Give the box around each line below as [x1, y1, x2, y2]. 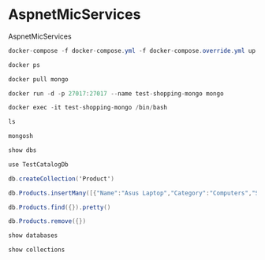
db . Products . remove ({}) [8, 217, 87, 225]
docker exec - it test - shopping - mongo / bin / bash [8, 104, 168, 112]
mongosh [8, 132, 34, 140]
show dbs [8, 147, 37, 154]
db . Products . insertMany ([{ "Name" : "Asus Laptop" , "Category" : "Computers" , [8, 189, 252, 197]
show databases [8, 232, 58, 240]
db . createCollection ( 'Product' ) [8, 175, 114, 183]
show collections [8, 246, 65, 254]
